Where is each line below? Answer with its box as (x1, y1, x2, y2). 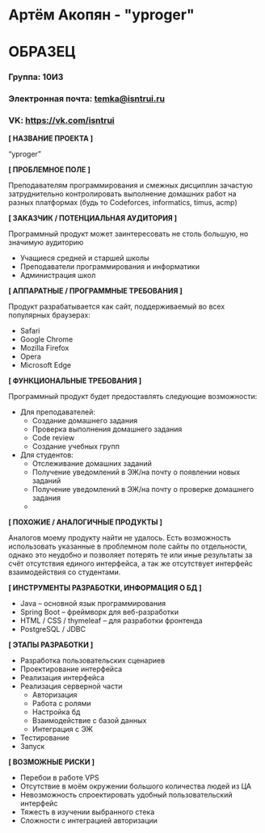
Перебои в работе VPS (19, 772, 99, 782)
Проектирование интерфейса (19, 664, 123, 674)
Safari (19, 326, 40, 335)
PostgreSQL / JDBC (19, 624, 86, 633)
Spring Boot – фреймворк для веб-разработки (19, 607, 179, 616)
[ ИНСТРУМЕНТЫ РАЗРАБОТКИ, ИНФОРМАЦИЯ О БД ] (8, 583, 202, 592)
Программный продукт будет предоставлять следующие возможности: (8, 391, 258, 401)
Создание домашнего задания (32, 415, 138, 425)
